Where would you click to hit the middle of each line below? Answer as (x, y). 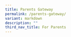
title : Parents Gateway (29, 9)
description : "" (21, 23)
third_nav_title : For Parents (36, 27)
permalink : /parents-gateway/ (36, 14)
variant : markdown (24, 18)
